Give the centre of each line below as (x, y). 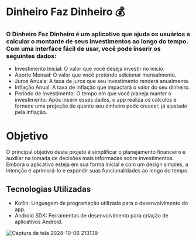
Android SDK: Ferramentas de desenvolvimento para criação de (91, 216)
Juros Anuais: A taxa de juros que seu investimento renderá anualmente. (102, 81)
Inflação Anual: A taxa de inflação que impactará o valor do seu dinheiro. (102, 87)
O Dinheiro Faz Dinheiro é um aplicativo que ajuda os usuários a (98, 34)
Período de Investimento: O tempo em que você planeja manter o (93, 94)
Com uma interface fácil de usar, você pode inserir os (83, 49)
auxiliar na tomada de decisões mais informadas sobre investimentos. (90, 158)
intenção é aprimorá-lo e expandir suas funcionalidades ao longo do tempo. (97, 171)
